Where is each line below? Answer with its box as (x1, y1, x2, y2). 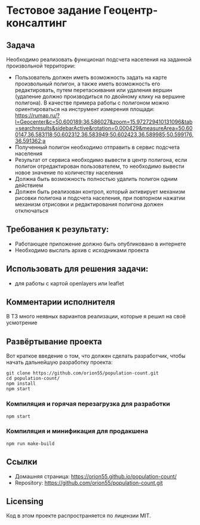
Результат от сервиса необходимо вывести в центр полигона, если (14, 156, 187, 163)
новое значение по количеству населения (14, 169, 124, 176)
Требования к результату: (6, 225, 109, 235)
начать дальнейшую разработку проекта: (6, 359, 113, 366)
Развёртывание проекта (6, 336, 103, 346)
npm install (6, 380, 36, 387)
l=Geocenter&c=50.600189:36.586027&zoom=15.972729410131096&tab (14, 118, 193, 125)
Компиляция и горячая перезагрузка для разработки (6, 400, 170, 408)
